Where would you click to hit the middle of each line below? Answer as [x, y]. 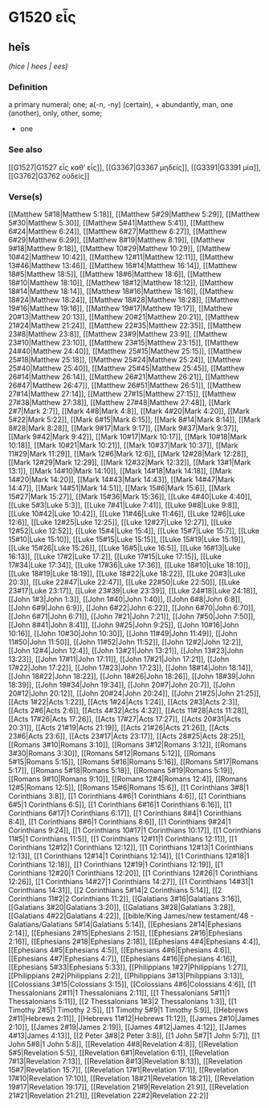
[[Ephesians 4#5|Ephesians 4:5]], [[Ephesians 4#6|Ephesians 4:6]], [120, 949]
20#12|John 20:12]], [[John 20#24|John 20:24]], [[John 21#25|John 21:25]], [134, 693]
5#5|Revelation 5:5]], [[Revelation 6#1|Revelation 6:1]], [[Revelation [119, 1052]
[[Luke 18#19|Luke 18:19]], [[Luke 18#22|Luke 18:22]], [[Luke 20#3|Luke [127, 573]
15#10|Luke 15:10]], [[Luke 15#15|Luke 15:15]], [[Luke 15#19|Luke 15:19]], [127, 539]
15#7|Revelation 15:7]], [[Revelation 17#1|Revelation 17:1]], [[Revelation [124, 1069]
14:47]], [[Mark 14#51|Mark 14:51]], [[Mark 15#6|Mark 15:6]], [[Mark [120, 488]
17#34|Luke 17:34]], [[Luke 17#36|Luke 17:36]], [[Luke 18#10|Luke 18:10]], [129, 564]
